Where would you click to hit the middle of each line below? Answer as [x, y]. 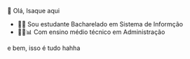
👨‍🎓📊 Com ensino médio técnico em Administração [91, 32]
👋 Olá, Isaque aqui [34, 11]
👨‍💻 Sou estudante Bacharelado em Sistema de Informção [100, 24]
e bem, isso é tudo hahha [44, 48]
